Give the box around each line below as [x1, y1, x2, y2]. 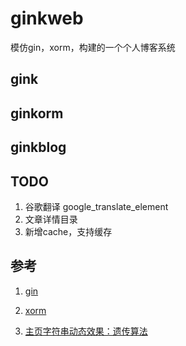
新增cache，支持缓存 [24, 225, 113, 237]
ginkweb [10, 7, 84, 30]
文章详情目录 [24, 213, 78, 225]
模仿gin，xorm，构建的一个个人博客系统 [10, 41, 176, 53]
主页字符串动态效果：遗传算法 [24, 325, 148, 337]
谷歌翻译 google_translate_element [24, 200, 169, 212]
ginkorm [10, 105, 64, 122]
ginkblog [10, 139, 67, 156]
